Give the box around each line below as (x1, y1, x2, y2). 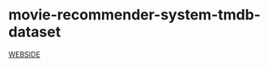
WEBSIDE (8, 49, 40, 59)
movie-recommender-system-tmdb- (8, 6, 262, 24)
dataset (8, 23, 62, 41)
